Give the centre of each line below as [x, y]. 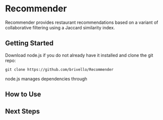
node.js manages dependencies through [46, 79]
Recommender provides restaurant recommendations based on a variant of [82, 22]
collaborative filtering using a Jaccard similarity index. [60, 27]
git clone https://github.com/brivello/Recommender [59, 69]
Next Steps [22, 111]
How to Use [23, 94]
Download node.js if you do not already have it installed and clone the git [79, 55]
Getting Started [29, 43]
